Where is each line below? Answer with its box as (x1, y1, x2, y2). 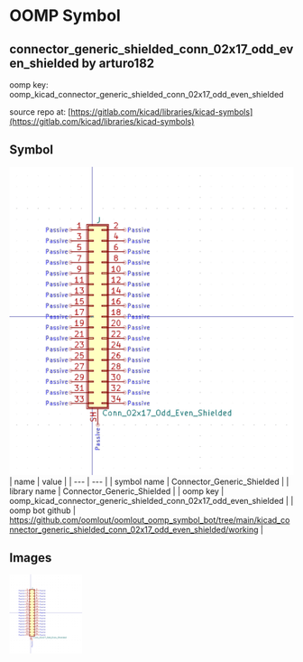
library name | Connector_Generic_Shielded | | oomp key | (9, 485, 225, 497)
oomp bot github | (9, 505, 77, 516)
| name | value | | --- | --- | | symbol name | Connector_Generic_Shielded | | (9, 476, 289, 487)
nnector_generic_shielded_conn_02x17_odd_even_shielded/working (9, 524, 259, 535)
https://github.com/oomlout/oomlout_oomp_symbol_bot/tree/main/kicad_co (9, 514, 290, 525)
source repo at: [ (9, 107, 71, 117)
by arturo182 (81, 55, 155, 70)
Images (9, 550, 52, 565)
